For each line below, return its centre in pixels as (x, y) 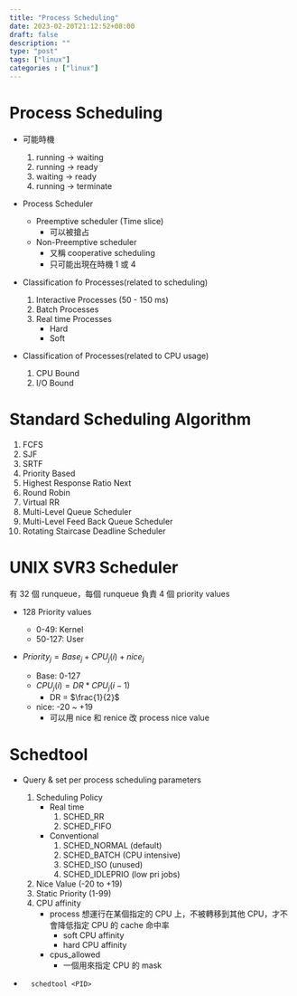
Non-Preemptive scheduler (86, 242)
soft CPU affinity (93, 935)
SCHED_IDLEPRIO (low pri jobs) (121, 875)
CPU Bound (57, 373)
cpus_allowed (75, 954)
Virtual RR (41, 502)
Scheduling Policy (70, 798)
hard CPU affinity (95, 945)
